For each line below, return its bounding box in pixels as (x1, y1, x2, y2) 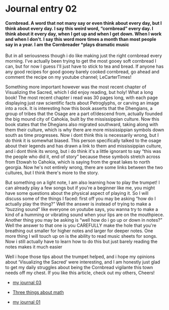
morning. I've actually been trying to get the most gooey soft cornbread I (5, 58, 156, 64)
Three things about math (12, 289, 64, 295)
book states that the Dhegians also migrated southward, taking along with (5, 122, 158, 128)
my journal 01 (12, 299, 41, 305)
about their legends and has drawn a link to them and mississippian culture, (5, 143, 162, 149)
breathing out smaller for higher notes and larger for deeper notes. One (5, 228, 153, 234)
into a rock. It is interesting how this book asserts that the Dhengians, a (5, 106, 153, 112)
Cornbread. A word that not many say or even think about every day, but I (5, 20, 162, 26)
